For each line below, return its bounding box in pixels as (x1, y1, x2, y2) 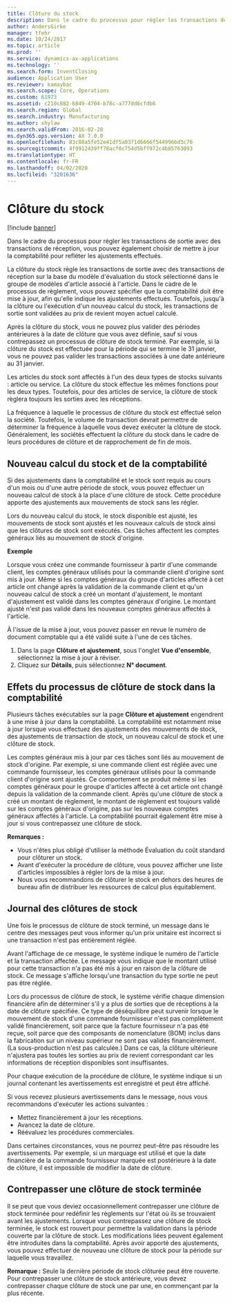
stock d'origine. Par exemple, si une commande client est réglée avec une (7, 761, 217, 769)
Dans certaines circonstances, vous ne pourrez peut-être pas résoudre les (7, 1141, 220, 1150)
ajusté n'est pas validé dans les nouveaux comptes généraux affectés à (7, 605, 211, 613)
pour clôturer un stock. (17, 853, 83, 862)
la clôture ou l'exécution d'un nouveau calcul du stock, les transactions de (7, 302, 218, 310)
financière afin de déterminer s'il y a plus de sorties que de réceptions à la (7, 999, 219, 1008)
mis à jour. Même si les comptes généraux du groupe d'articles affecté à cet (7, 575, 224, 583)
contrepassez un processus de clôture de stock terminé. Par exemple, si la (7, 337, 220, 346)
